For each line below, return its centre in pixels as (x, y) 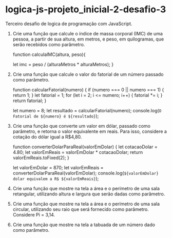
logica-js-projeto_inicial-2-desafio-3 (86, 9)
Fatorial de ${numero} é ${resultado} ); (56, 116)
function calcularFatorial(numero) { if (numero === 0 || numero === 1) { (88, 90)
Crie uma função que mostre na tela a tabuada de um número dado (84, 225)
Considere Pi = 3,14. (34, 214)
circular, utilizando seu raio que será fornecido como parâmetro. (81, 209)
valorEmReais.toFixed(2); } (41, 157)
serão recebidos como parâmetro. (49, 44)
